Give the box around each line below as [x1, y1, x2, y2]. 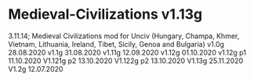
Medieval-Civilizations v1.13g [8, 5, 203, 23]
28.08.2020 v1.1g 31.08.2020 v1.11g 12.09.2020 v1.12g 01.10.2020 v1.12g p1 [8, 48, 247, 57]
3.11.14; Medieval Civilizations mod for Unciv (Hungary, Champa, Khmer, [8, 31, 240, 40]
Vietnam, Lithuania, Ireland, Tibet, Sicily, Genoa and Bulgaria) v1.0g [8, 39, 225, 48]
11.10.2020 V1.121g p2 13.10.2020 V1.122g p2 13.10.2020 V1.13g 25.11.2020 [8, 56, 244, 65]
